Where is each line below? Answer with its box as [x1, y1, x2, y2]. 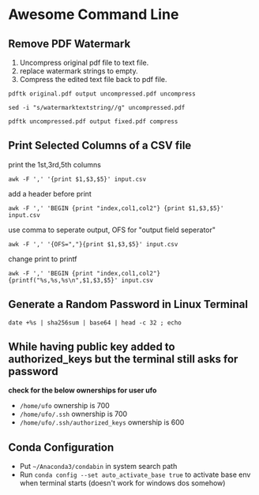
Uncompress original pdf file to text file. [19, 58, 149, 67]
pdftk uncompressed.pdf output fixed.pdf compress [8, 118, 178, 126]
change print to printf [8, 254, 77, 264]
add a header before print [8, 189, 92, 198]
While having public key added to [8, 340, 175, 354]
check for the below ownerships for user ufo [8, 385, 157, 396]
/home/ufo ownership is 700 [19, 401, 111, 411]
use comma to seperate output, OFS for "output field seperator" [8, 225, 216, 234]
